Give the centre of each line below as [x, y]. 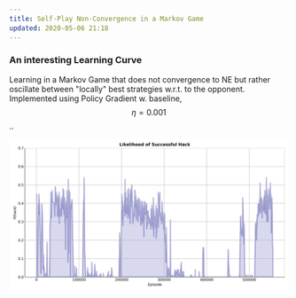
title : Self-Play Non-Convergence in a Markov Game [106, 19]
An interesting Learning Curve [76, 60]
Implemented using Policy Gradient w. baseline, [96, 98]
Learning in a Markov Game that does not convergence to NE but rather [140, 79]
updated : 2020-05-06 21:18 [59, 28]
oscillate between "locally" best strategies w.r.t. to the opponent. [127, 89]
